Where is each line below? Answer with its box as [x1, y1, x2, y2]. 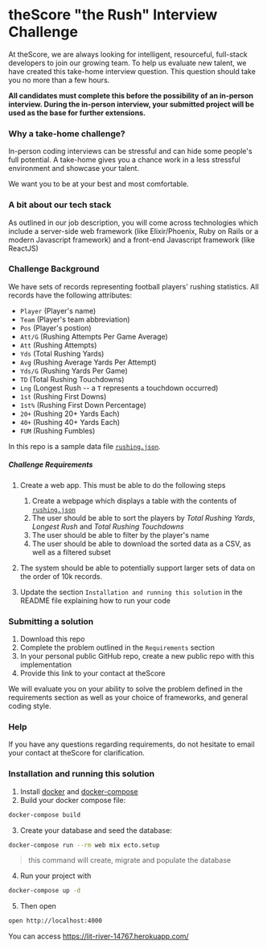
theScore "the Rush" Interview [8, 6, 218, 24]
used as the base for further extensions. [8, 107, 146, 118]
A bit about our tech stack [8, 199, 112, 210]
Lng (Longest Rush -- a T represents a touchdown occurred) [19, 383, 219, 393]
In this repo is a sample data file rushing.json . [8, 441, 161, 451]
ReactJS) [8, 243, 39, 253]
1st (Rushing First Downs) [19, 391, 107, 401]
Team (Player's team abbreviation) [19, 314, 130, 324]
